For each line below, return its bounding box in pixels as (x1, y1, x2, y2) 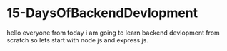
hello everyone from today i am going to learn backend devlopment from (6, 28, 221, 37)
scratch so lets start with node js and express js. (6, 35, 149, 44)
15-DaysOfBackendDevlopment (6, 5, 198, 21)
